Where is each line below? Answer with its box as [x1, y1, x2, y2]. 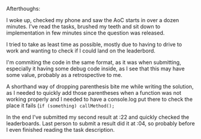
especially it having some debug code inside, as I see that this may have [6, 65, 185, 72]
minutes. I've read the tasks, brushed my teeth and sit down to [6, 23, 161, 30]
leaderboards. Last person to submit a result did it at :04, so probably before [6, 120, 195, 127]
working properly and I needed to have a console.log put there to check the [6, 95, 193, 103]
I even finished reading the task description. [6, 126, 115, 133]
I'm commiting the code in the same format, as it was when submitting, [6, 59, 181, 66]
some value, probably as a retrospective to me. [6, 72, 123, 78]
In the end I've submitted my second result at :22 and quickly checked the [6, 113, 190, 121]
